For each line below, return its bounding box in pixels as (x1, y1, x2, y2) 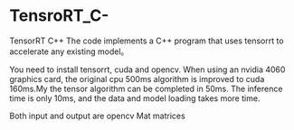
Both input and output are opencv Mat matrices (9, 110, 185, 121)
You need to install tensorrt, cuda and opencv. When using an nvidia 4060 (9, 64, 286, 75)
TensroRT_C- (9, 5, 109, 26)
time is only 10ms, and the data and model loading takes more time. (9, 92, 261, 104)
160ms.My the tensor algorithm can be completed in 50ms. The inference (9, 83, 283, 94)
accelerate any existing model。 (9, 46, 129, 57)
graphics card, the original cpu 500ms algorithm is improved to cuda (9, 73, 265, 84)
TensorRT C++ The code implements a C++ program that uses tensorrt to (9, 35, 284, 46)
